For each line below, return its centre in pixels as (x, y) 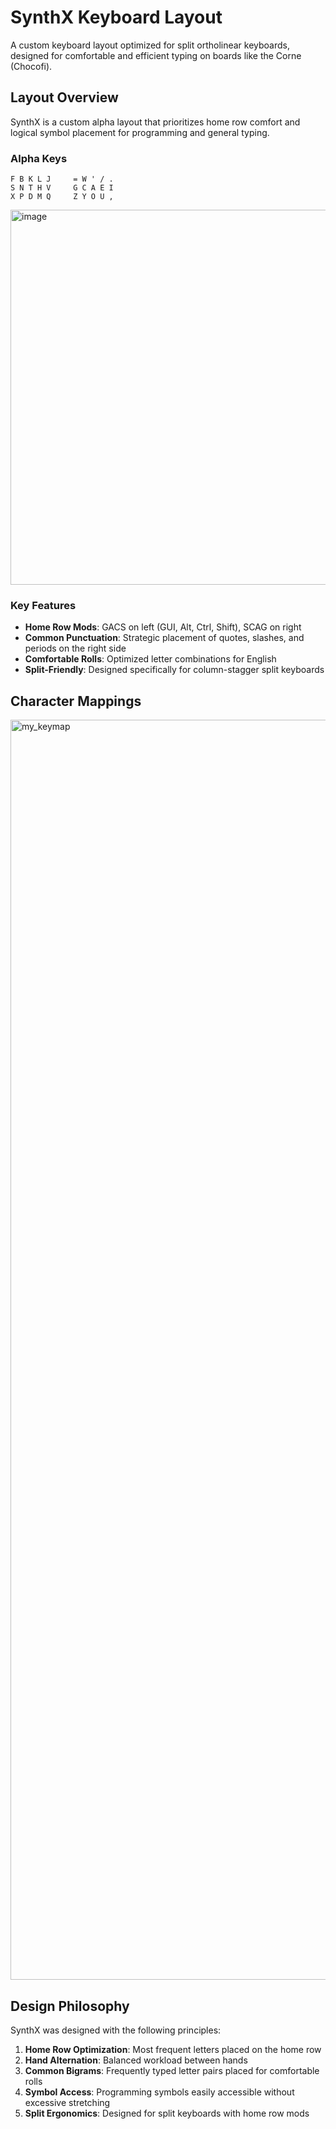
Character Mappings (76, 701)
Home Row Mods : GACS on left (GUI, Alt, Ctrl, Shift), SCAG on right (163, 627)
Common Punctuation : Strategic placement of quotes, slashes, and (164, 638)
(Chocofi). (31, 66)
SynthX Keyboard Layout (116, 17)
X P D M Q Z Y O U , (62, 197)
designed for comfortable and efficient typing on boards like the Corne (156, 55)
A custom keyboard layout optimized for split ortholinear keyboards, (150, 45)
